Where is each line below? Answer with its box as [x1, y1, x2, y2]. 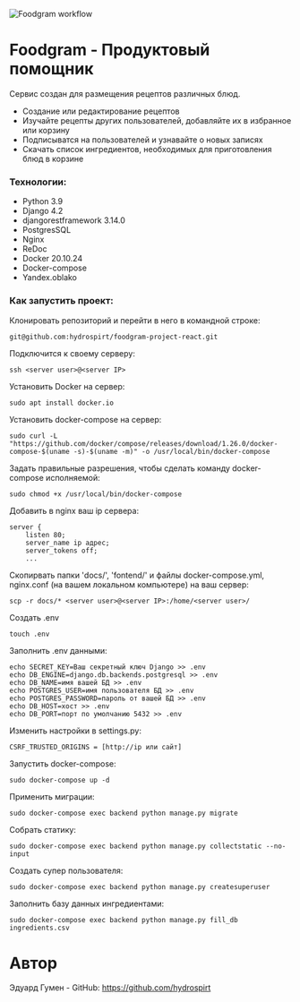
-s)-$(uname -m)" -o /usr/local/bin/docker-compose [73, 447, 270, 456]
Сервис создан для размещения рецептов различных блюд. [9, 88, 241, 98]
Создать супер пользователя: [9, 865, 124, 876]
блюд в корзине [21, 153, 84, 164]
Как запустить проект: [9, 295, 114, 307]
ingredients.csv [9, 923, 70, 932]
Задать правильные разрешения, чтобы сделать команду [9, 462, 231, 474]
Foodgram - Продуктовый [9, 40, 210, 60]
